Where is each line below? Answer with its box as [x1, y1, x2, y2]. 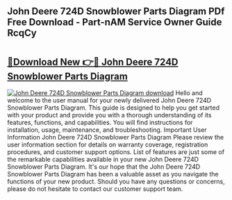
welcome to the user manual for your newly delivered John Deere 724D [7, 97, 212, 104]
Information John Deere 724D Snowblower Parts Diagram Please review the [7, 133, 224, 141]
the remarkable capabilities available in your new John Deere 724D [7, 156, 199, 163]
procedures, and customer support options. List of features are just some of [7, 148, 224, 156]
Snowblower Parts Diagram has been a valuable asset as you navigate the [7, 170, 219, 178]
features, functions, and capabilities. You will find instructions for [7, 118, 193, 126]
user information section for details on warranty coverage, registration [7, 140, 208, 149]
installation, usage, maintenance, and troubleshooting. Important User [7, 126, 207, 134]
